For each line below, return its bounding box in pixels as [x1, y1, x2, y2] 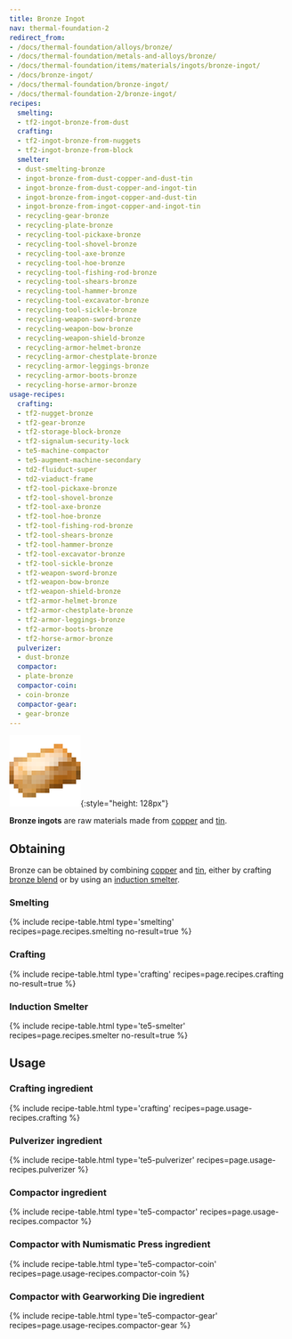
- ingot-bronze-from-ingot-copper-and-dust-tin [17, 192, 198, 202]
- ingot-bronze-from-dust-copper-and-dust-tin [17, 174, 193, 183]
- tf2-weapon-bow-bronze [17, 578, 109, 587]
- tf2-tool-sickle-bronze [17, 559, 114, 568]
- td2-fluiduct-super [17, 465, 98, 474]
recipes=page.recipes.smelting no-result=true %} [9, 926, 192, 937]
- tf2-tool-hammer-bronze [17, 540, 114, 549]
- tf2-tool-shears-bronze [17, 531, 114, 540]
